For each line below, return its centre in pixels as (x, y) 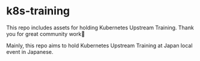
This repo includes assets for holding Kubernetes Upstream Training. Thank (100, 28)
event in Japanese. (30, 51)
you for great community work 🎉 (46, 33)
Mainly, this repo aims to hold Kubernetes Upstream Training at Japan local (99, 45)
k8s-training (38, 11)
